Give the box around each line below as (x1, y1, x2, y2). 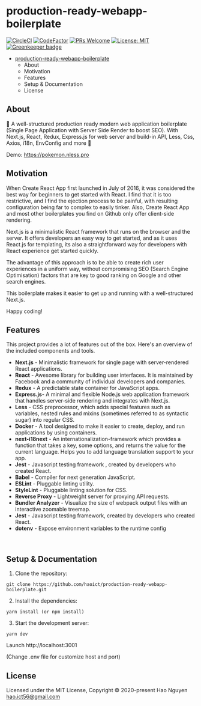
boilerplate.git (6, 587, 47, 593)
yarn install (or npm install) (6, 609, 85, 615)
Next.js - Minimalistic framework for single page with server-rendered (14, 359, 189, 366)
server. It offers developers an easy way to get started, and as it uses (6, 234, 178, 242)
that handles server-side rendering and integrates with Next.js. (14, 397, 170, 404)
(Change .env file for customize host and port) (6, 653, 121, 660)
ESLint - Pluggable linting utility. (14, 480, 95, 487)
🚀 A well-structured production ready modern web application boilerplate (6, 120, 187, 127)
